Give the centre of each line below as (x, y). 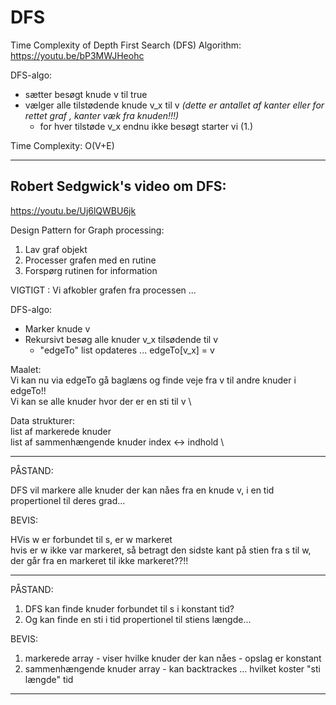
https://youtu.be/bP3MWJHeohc (77, 55)
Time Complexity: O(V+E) (62, 145)
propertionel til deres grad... (68, 500)
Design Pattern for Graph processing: (87, 230)
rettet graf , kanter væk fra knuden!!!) (102, 115)
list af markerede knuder (61, 431)
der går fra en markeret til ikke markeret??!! (99, 560)
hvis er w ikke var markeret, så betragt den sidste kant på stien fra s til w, (161, 550)
